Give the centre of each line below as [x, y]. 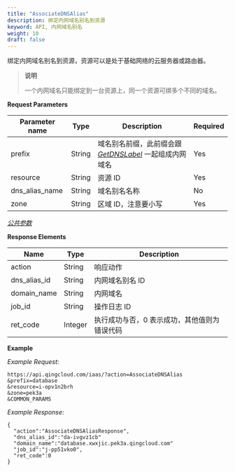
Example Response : [36, 412]
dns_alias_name [37, 191]
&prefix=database [33, 381]
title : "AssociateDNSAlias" [48, 14]
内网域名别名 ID [120, 281]
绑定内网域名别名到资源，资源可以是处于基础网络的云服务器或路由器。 [108, 61]
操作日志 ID [113, 307]
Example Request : [33, 362]
